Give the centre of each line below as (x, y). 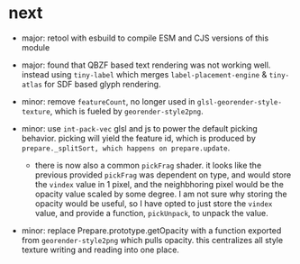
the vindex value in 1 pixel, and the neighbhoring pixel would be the (159, 184)
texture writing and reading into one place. (100, 250)
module (36, 47)
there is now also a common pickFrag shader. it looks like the (148, 165)
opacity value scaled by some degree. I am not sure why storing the (161, 194)
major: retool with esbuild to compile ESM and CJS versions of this (145, 38)
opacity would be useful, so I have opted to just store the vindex (154, 203)
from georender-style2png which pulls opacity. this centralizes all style (152, 240)
